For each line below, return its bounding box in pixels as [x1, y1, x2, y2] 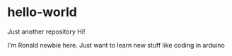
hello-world [7, 4, 78, 20]
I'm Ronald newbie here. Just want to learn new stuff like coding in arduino [7, 41, 225, 49]
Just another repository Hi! [7, 27, 86, 36]
